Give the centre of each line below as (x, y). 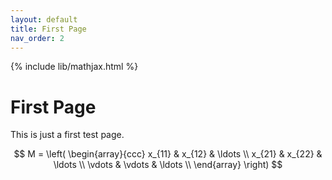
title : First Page (48, 29)
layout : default (44, 19)
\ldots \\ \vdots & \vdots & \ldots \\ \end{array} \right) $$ (168, 165)
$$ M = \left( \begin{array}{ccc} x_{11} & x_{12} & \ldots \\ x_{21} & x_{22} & (168, 154)
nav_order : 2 (37, 38)
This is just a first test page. (67, 135)
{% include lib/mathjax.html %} (74, 67)
